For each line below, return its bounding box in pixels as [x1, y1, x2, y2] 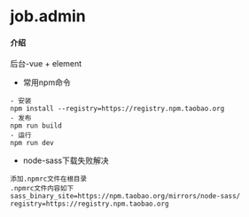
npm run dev [10, 139, 54, 148]
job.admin [10, 6, 87, 27]
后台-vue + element [10, 58, 82, 69]
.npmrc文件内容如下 [10, 184, 74, 193]
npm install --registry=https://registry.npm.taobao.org [10, 105, 225, 113]
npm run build [10, 121, 63, 130]
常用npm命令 [22, 77, 71, 88]
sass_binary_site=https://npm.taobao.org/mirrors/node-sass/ [10, 192, 241, 201]
